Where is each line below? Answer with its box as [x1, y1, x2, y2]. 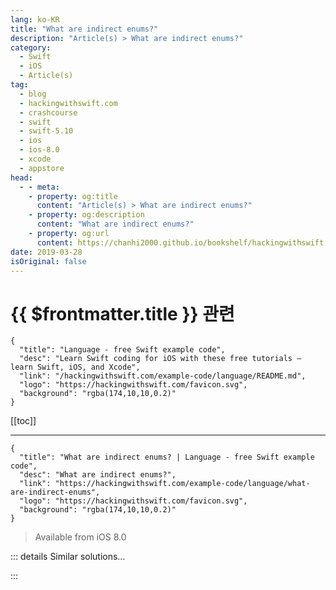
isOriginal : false [10, 256, 87, 266]
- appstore [19, 163, 65, 173]
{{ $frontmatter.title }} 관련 [10, 302, 235, 325]
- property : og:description [28, 210, 145, 220]
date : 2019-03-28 [10, 247, 83, 257]
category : [10, 42, 52, 53]
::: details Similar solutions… [10, 551, 126, 563]
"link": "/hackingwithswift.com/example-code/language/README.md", [19, 371, 307, 381]
